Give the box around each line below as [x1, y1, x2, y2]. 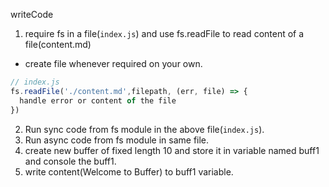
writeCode [10, 9, 54, 20]
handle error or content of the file [19, 95, 177, 106]
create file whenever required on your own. [24, 58, 203, 69]
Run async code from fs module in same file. [24, 134, 210, 146]
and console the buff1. [24, 155, 117, 167]
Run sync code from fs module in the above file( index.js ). [24, 123, 265, 135]
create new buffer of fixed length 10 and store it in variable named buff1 [24, 144, 320, 156]
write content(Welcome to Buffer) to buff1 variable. [24, 165, 234, 178]
